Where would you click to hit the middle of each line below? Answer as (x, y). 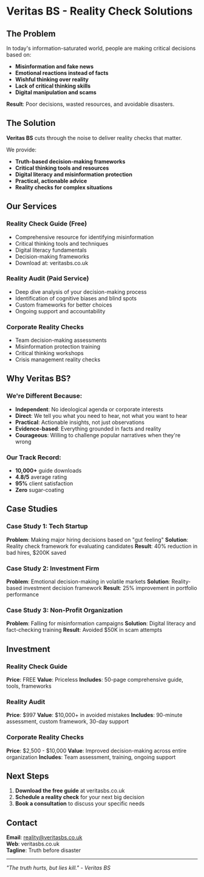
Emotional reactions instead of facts (62, 73)
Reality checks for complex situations (64, 187)
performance (23, 595)
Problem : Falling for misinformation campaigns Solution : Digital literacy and (101, 623)
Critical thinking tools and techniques (62, 243)
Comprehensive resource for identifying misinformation (84, 237)
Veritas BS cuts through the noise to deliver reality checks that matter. (94, 137)
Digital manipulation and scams (56, 92)
